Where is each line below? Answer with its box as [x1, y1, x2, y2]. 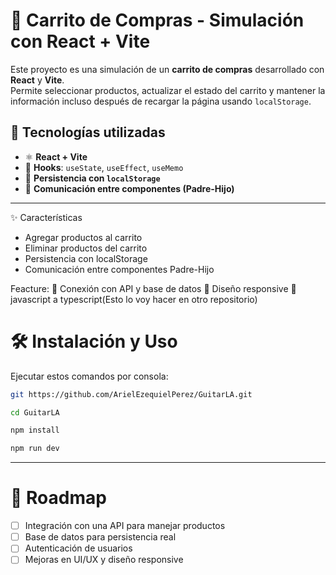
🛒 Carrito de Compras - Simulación [10, 9, 305, 32]
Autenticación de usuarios [24, 542, 133, 554]
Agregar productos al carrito [24, 231, 143, 243]
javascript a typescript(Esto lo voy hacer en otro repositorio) [10, 293, 258, 305]
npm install [10, 425, 60, 436]
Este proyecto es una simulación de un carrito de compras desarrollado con [10, 63, 325, 75]
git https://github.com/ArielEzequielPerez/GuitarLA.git [10, 389, 253, 399]
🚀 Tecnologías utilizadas [10, 124, 166, 141]
